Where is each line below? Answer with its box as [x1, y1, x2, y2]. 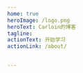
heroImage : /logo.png [7, 17, 70, 24]
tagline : [7, 29, 33, 37]
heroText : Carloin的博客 [7, 23, 77, 30]
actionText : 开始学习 [7, 36, 66, 44]
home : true [7, 10, 39, 18]
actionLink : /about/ [7, 43, 68, 50]
